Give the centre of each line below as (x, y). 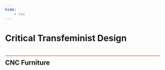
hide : (11, 9)
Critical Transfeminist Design (66, 38)
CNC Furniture (27, 63)
